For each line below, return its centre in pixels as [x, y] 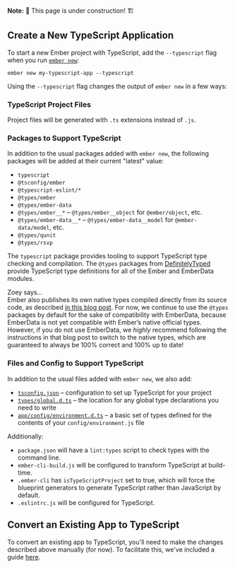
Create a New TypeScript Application [91, 36]
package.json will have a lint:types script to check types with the [113, 450]
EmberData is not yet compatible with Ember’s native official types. [105, 323]
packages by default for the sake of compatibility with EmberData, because [117, 315]
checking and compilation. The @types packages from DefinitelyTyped [109, 264]
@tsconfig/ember [41, 183]
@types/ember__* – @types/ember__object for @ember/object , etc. [110, 212]
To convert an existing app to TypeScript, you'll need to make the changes [115, 542]
